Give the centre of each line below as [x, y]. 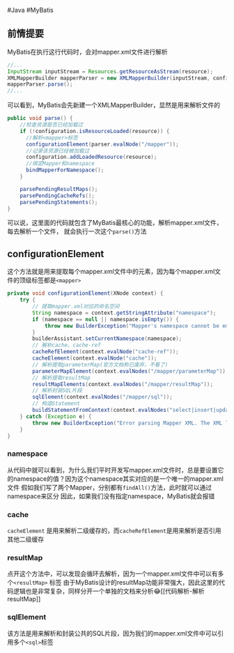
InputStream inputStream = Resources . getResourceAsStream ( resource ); [110, 71]
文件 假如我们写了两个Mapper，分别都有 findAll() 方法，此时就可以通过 [110, 487]
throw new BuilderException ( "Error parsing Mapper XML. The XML [127, 423]
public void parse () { [40, 118]
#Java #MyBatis [31, 10]
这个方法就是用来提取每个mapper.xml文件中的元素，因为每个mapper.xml [111, 272]
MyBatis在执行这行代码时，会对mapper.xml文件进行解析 [88, 52]
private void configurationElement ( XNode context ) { [85, 293]
